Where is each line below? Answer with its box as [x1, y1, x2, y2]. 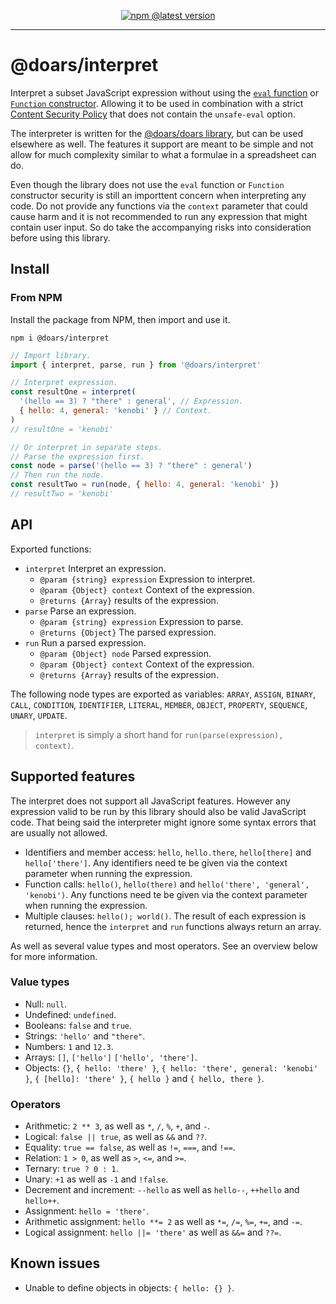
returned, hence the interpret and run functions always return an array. [24, 920, 322, 932]
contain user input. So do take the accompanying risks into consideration [10, 221, 312, 233]
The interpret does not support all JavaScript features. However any [10, 795, 291, 807]
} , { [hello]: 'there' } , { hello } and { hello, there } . [24, 1072, 265, 1084]
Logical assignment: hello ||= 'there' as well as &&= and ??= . [24, 1226, 282, 1239]
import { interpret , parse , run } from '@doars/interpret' [10, 360, 262, 370]
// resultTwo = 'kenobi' [10, 489, 114, 499]
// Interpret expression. [10, 378, 118, 388]
